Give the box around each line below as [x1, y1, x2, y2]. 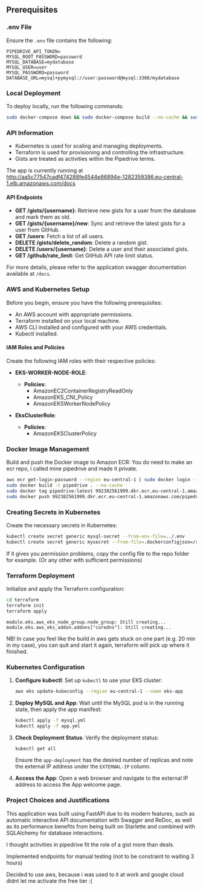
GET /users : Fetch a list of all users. [14, 233, 105, 240]
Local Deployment [6, 89, 61, 97]
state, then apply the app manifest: [14, 706, 102, 713]
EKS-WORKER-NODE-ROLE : [14, 369, 88, 376]
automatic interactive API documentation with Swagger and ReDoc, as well [6, 816, 192, 823]
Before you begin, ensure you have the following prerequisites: [6, 299, 163, 306]
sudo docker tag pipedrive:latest [6, 488, 94, 494]
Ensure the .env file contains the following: [6, 36, 113, 44]
